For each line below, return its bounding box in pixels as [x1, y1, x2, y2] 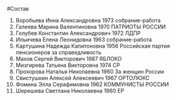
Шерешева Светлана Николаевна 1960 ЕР [15, 87, 125, 94]
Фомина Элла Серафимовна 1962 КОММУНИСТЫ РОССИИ [15, 81, 169, 88]
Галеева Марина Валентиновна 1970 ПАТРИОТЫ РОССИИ [15, 23, 166, 30]
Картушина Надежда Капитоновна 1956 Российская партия [15, 42, 171, 49]
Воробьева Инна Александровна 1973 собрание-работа [15, 17, 161, 23]
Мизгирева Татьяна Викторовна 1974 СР [15, 61, 120, 69]
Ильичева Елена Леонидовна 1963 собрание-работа [15, 36, 152, 43]
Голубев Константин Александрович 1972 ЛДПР [15, 30, 141, 37]
